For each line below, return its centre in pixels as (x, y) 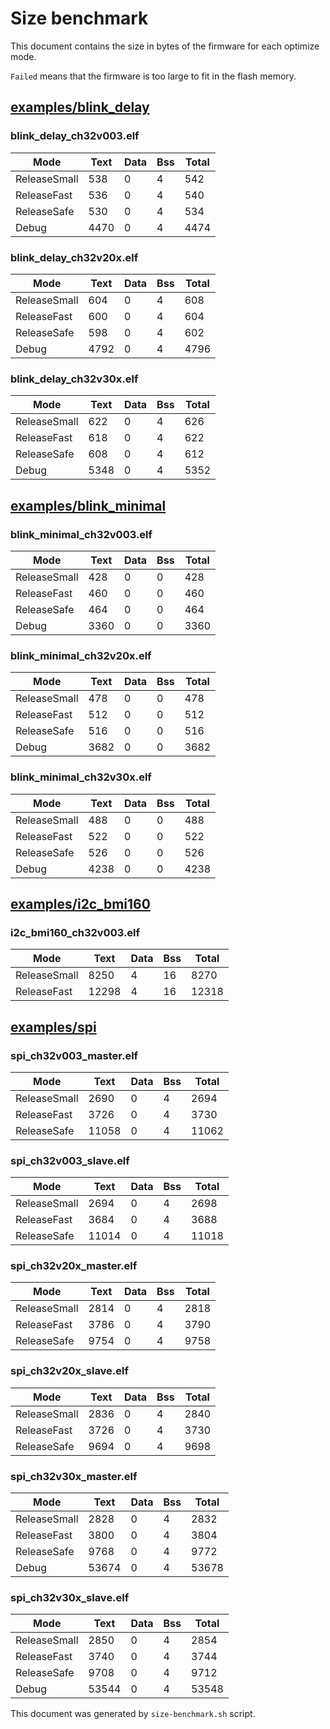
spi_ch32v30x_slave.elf (70, 1597)
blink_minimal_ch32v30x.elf (81, 777)
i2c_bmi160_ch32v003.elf (75, 932)
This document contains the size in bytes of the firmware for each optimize (165, 46)
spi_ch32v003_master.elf (74, 1055)
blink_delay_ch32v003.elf (75, 136)
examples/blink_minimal (88, 505)
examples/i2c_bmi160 (80, 903)
